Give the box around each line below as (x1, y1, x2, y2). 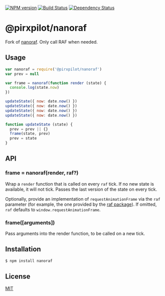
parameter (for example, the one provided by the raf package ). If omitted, (5, 201, 157, 207)
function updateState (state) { (5, 122, 73, 127)
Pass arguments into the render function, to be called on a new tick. (5, 230, 145, 236)
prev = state (10, 136, 37, 141)
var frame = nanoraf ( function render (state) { (5, 80, 107, 85)
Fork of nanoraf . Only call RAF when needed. (5, 39, 98, 45)
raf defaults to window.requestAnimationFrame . (5, 206, 101, 213)
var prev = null (5, 71, 39, 76)
